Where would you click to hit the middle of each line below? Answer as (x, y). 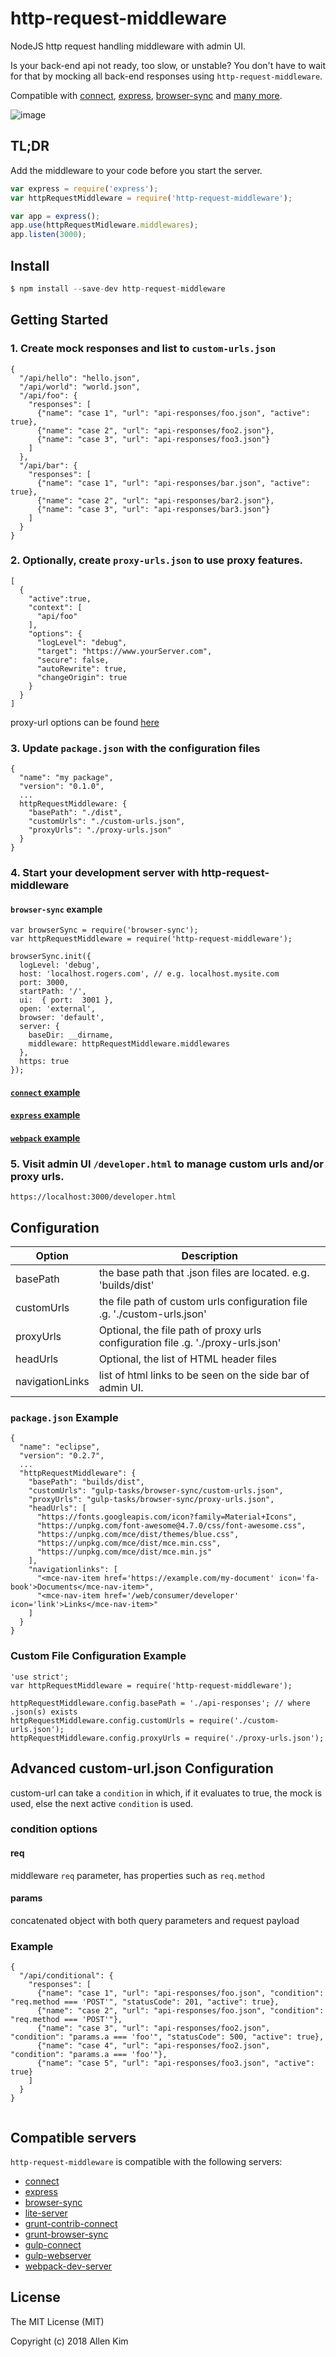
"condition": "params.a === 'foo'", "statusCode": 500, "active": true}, (167, 2037)
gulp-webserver (58, 2255)
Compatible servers (73, 2137)
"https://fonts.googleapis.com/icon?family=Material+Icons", (167, 1517)
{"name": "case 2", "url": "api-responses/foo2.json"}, (155, 430)
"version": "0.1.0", (62, 787)
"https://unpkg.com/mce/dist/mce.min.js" (124, 1552)
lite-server (46, 2213)
